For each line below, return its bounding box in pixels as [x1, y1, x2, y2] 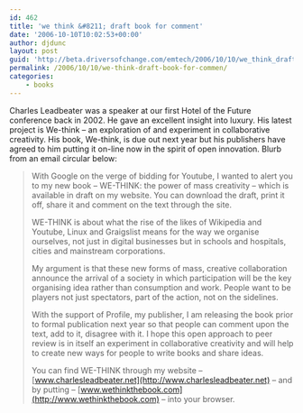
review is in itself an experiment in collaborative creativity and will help [31, 337, 294, 348]
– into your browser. [161, 393, 235, 404]
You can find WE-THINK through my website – [31, 364, 203, 375]
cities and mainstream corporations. [31, 245, 166, 256]
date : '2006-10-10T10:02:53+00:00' [9, 30, 143, 39]
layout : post [9, 47, 59, 56]
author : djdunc [9, 38, 67, 48]
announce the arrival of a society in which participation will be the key [31, 272, 292, 283]
